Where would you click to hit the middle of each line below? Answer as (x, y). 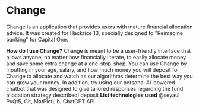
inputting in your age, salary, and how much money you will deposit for (93, 69)
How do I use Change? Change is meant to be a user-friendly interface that (99, 50)
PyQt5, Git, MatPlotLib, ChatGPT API (50, 101)
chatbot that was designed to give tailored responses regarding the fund (95, 88)
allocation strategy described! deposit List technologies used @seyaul (93, 95)
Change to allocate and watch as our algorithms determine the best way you (99, 76)
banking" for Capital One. (37, 39)
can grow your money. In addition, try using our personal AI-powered (91, 82)
